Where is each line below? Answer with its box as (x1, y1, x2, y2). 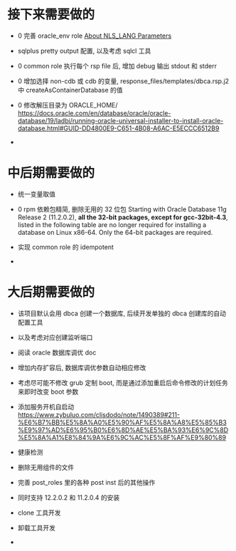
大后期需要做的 (7, 284, 95, 300)
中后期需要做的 (7, 165, 95, 182)
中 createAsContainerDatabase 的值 (17, 85, 123, 94)
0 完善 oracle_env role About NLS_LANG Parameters (17, 31, 172, 40)
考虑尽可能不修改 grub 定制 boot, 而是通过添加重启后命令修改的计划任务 (17, 378, 229, 387)
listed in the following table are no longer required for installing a (17, 220, 207, 229)
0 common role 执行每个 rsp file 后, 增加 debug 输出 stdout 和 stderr (17, 61, 217, 70)
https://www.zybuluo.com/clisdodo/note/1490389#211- (17, 410, 180, 419)
